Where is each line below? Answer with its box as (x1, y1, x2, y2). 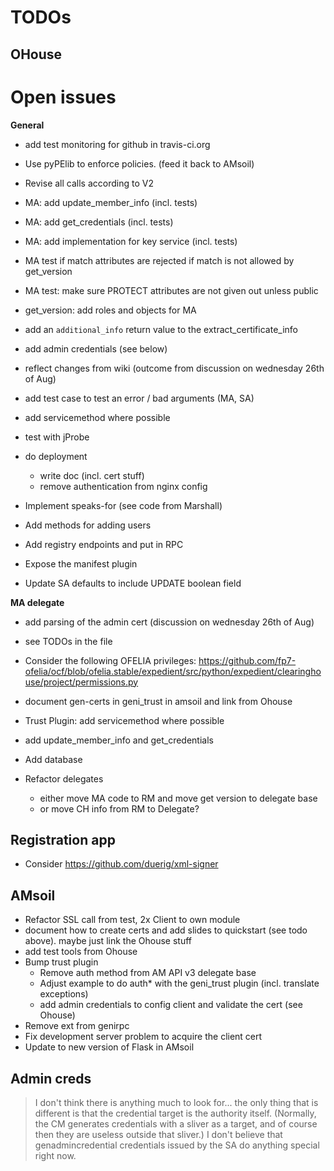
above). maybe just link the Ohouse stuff (24, 935, 192, 947)
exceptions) (39, 988, 89, 1000)
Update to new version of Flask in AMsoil (24, 1041, 195, 1053)
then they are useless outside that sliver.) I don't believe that (34, 1128, 283, 1140)
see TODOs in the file (24, 635, 113, 647)
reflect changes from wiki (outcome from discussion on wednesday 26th (24, 362, 325, 374)
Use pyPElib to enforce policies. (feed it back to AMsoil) (24, 157, 255, 170)
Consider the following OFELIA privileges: (24, 654, 197, 666)
